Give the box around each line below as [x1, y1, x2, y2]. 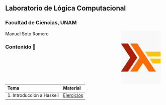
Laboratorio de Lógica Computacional [5, 4, 126, 13]
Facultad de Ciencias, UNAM [5, 19, 77, 26]
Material [62, 85, 81, 91]
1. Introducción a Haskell [7, 92, 59, 98]
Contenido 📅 [5, 43, 36, 50]
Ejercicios [62, 92, 84, 98]
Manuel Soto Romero [5, 30, 49, 37]
